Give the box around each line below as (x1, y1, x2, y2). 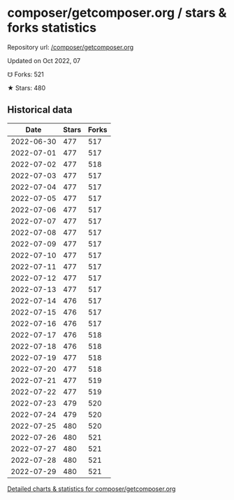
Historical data (7, 104, 73, 116)
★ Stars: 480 (7, 83, 46, 92)
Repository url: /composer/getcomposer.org (7, 43, 134, 51)
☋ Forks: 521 (7, 70, 44, 78)
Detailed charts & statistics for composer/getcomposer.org (7, 485, 176, 493)
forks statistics (7, 20, 96, 36)
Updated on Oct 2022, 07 (7, 56, 81, 64)
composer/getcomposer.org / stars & (7, 5, 227, 21)
